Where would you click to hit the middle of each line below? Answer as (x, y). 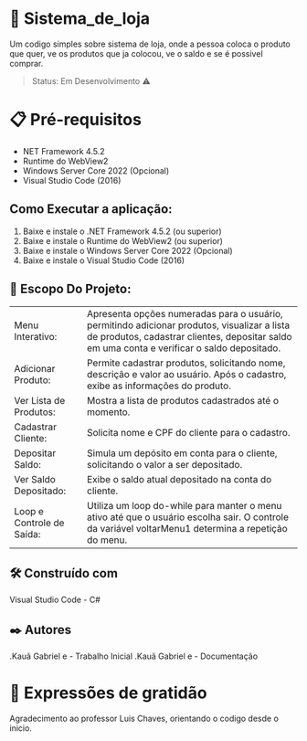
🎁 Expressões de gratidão (108, 693)
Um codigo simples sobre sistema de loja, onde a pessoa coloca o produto (150, 44)
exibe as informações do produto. (159, 386)
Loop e (29, 511)
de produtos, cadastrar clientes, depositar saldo (189, 336)
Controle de (39, 523)
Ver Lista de (40, 400)
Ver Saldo (35, 479)
